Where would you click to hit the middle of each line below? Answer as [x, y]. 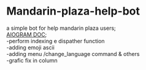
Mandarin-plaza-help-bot [73, 11]
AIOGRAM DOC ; [27, 34]
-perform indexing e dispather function [56, 41]
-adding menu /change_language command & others [73, 54]
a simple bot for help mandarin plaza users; [61, 28]
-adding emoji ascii [31, 47]
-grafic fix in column [32, 60]
